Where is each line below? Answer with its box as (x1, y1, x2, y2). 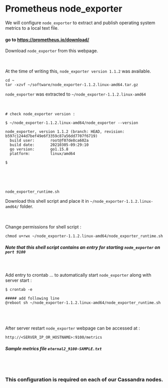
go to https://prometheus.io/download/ (5, 36, 90, 43)
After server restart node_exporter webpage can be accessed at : (5, 325, 140, 331)
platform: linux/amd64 (10, 151, 75, 157)
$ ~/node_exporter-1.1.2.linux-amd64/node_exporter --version (5, 120, 138, 126)
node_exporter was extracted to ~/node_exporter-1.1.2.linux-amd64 (5, 91, 146, 97)
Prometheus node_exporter (5, 3, 122, 15)
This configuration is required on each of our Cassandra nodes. (5, 376, 163, 383)
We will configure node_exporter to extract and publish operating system (5, 20, 155, 26)
